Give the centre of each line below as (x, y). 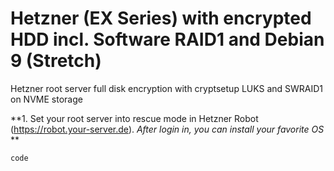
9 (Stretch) (56, 61)
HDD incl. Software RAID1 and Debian (167, 39)
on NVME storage (46, 99)
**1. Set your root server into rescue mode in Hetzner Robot (134, 118)
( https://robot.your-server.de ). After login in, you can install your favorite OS (167, 129)
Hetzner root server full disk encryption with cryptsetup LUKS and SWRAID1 (167, 88)
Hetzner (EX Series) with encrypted (161, 18)
